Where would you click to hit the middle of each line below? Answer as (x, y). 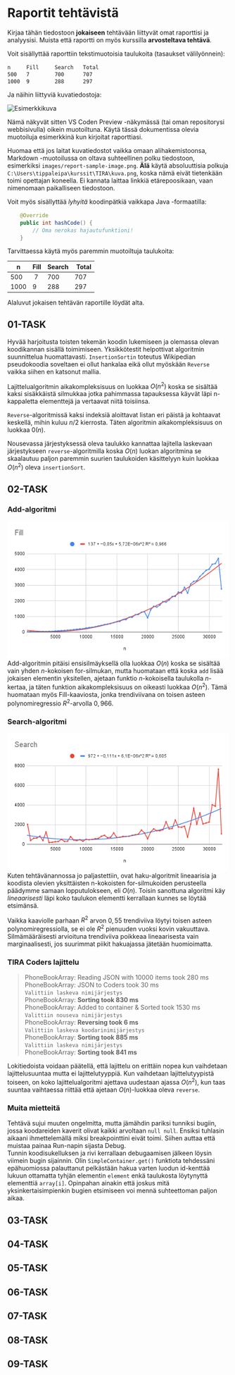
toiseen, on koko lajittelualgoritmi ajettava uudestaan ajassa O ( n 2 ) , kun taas (116, 1081)
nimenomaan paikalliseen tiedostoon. (61, 187)
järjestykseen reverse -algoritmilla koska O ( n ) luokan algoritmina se (104, 451)
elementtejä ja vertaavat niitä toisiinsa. (95, 401)
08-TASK (28, 1340)
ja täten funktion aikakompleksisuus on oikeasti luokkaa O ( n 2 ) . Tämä (128, 686)
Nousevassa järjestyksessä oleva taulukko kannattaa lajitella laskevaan (110, 444)
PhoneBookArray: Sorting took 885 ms (81, 1037)
